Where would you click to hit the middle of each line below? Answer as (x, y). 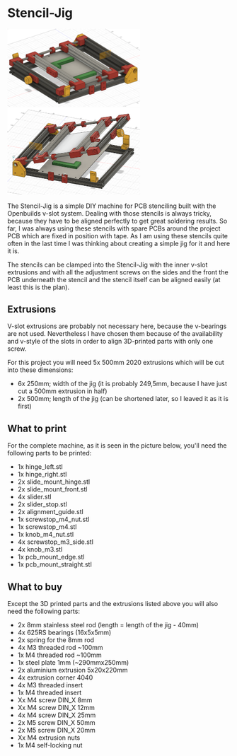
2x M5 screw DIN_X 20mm (56, 731)
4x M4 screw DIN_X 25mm (57, 715)
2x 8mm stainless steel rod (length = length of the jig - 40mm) (108, 625)
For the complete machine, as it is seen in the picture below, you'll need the (117, 446)
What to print (37, 428)
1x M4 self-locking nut (50, 745)
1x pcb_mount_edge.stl (51, 557)
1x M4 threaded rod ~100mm (60, 655)
